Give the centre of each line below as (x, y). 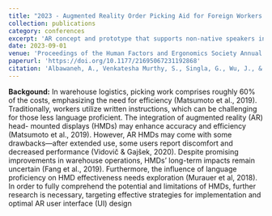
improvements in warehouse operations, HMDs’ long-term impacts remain (132, 160)
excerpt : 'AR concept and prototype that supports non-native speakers (132, 38)
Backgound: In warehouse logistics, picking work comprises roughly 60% (132, 91)
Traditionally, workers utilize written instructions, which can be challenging (133, 108)
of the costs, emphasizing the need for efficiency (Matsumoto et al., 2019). (133, 100)
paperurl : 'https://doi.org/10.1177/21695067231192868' (104, 61)
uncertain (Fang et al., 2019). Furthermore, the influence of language (123, 169)
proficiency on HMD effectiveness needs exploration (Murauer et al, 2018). (133, 177)
